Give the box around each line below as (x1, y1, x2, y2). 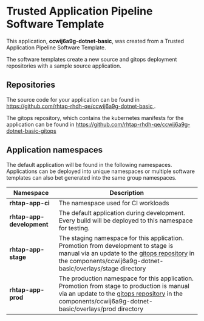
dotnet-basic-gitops (6, 127, 56, 135)
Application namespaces (6, 145, 103, 155)
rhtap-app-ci (9, 199, 50, 207)
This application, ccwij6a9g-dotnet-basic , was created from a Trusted (6, 37, 184, 44)
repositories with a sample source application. (6, 62, 121, 69)
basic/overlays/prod (58, 305, 117, 313)
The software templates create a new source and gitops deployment (6, 55, 177, 63)
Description (109, 188, 144, 197)
